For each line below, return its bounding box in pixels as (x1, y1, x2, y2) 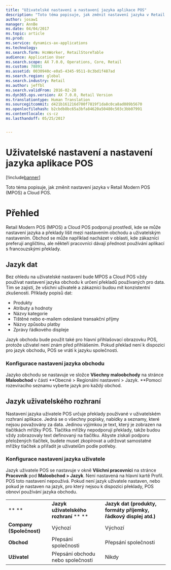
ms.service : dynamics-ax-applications (6, 41, 88, 46)
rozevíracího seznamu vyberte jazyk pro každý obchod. (6, 382, 122, 388)
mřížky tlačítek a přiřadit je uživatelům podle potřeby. (6, 443, 117, 449)
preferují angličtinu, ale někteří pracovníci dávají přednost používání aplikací (6, 240, 164, 246)
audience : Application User (6, 54, 65, 60)
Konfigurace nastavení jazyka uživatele (6, 455, 106, 462)
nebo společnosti (51, 556, 93, 563)
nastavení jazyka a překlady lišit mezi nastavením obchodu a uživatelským (6, 229, 161, 236)
